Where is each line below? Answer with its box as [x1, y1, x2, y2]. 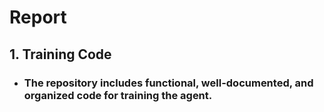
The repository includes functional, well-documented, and [23, 76, 314, 90]
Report [9, 6, 67, 29]
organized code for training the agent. [23, 88, 213, 102]
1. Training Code [9, 46, 112, 63]
